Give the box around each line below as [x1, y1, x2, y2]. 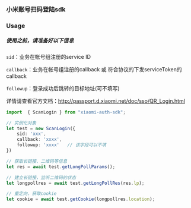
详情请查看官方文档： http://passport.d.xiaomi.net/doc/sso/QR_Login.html [6, 97, 186, 105]
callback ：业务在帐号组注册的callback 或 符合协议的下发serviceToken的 [6, 65, 182, 73]
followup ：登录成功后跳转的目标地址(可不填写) [6, 84, 120, 92]
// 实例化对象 [6, 120, 37, 126]
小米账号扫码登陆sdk [6, 5, 66, 13]
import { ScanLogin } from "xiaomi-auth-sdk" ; [6, 109, 126, 115]
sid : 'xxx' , [17, 131, 46, 137]
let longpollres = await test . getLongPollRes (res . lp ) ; [6, 180, 145, 186]
